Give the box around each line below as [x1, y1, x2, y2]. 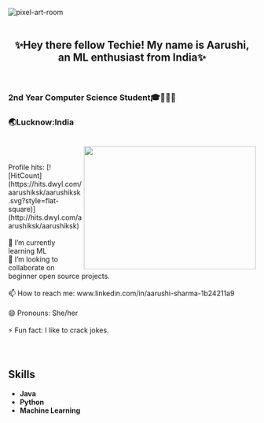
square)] [8, 205, 36, 214]
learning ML [8, 247, 47, 256]
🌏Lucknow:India [8, 117, 75, 128]
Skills [8, 368, 35, 381]
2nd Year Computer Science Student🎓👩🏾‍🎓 [8, 91, 177, 102]
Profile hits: [8, 162, 45, 173]
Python [19, 397, 45, 406]
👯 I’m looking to [8, 254, 59, 264]
